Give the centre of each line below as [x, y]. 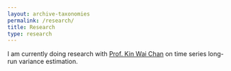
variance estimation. [48, 62]
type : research [30, 34]
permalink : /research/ [41, 21]
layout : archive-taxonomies [49, 14]
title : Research [31, 27]
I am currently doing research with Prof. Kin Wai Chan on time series [107, 54]
